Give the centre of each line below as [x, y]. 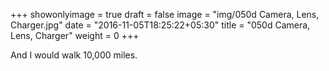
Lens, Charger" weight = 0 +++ [75, 35]
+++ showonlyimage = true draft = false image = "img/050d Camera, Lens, [165, 14]
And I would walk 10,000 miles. [74, 55]
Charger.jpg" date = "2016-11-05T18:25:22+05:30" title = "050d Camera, [160, 25]
